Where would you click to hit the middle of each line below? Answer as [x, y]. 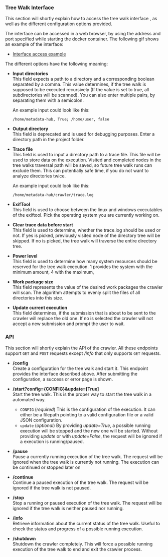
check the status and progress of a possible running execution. [78, 529]
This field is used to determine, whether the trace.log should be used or [87, 230]
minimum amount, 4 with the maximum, [53, 272]
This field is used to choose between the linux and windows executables [87, 210]
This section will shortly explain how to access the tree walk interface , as [81, 19]
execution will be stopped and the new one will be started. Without [89, 430]
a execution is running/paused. [52, 441]
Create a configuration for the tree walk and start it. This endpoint [80, 368]
